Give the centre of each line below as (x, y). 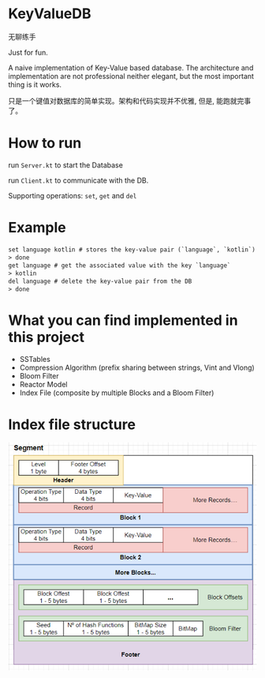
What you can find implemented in (123, 320)
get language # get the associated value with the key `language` (119, 266)
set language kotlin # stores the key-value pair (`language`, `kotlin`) (132, 250)
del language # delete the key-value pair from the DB (100, 281)
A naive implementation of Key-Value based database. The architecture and (131, 67)
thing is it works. (35, 85)
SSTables (35, 359)
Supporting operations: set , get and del (73, 195)
